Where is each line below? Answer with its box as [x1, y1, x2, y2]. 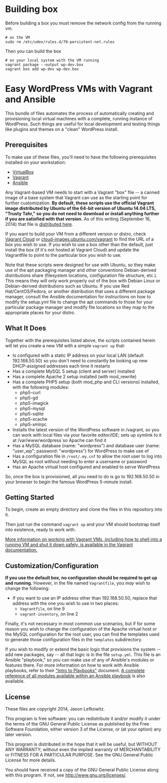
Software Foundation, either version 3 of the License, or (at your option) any [5, 726, 162, 732]
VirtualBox [12, 169, 34, 175]
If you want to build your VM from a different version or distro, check [5, 231, 146, 237]
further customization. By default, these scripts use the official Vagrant [5, 200, 155, 206]
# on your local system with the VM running [5, 57, 99, 63]
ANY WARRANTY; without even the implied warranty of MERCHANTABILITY [5, 746, 161, 753]
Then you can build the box [5, 48, 61, 54]
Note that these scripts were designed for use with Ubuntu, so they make [5, 261, 156, 268]
